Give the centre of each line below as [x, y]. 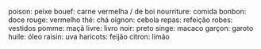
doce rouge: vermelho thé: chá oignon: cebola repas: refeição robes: [121, 20]
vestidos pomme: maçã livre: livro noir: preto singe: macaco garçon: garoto [131, 28]
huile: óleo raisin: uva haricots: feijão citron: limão [89, 36]
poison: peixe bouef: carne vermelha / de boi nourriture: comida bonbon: [127, 11]
